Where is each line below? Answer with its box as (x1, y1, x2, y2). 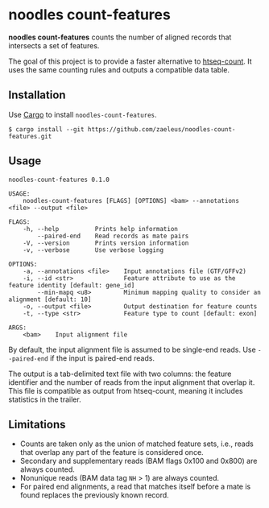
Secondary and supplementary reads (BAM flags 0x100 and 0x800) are (19, 456, 258, 466)
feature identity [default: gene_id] (8, 281, 135, 289)
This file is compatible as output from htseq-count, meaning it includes (8, 386, 243, 395)
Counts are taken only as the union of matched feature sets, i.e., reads (19, 439, 254, 448)
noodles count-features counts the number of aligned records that (8, 32, 232, 42)
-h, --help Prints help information (23, 225, 179, 233)
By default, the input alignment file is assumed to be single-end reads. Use (8, 345, 256, 354)
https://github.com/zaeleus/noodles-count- (87, 125, 236, 134)
